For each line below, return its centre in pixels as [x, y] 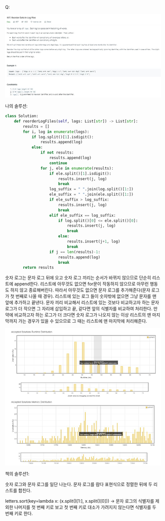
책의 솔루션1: [17, 473]
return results [39, 268]
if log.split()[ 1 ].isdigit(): [62, 137]
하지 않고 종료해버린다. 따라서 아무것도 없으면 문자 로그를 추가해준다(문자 [80, 290]
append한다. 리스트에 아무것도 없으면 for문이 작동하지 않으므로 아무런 [82, 284]
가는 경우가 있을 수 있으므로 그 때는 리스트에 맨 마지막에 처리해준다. [82, 321]
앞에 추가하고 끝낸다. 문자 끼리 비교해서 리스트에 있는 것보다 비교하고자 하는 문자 [82, 302]
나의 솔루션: [17, 106]
